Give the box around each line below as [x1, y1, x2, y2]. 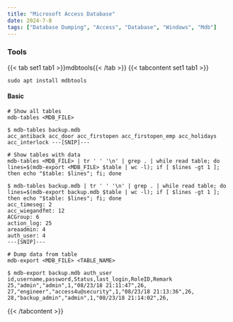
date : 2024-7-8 [7, 17, 52, 24]
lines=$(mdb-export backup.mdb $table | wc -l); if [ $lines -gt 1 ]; [7, 188, 220, 195]
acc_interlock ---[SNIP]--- [7, 139, 91, 146]
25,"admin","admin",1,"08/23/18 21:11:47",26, [7, 281, 147, 289]
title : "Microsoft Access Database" [7, 10, 115, 18]
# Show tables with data [7, 151, 81, 159]
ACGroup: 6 [7, 213, 40, 220]
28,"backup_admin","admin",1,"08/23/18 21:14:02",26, [7, 294, 170, 301]
